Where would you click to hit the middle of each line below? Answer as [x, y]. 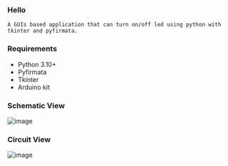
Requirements [32, 49]
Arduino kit [33, 87]
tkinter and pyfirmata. [43, 31]
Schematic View [36, 105]
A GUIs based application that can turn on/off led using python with [114, 25]
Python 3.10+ [37, 64]
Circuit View [29, 139]
